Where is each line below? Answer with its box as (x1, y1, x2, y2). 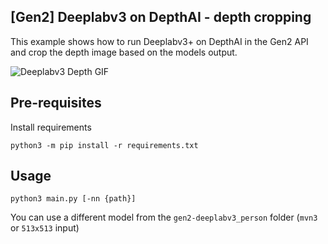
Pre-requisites (10, 95, 102, 112)
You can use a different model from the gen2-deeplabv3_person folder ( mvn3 (10, 211, 318, 224)
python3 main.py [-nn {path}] (10, 194, 137, 204)
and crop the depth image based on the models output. (10, 46, 238, 58)
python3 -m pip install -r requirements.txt (10, 140, 199, 150)
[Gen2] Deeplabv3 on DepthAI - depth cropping (10, 9, 312, 26)
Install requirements (10, 121, 92, 133)
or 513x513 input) (10, 222, 80, 234)
